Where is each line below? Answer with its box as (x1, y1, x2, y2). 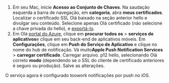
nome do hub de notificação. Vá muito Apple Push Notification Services (12, 47, 163, 52)
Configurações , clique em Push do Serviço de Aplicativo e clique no (12, 41, 157, 47)
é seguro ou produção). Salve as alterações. (12, 62, 105, 68)
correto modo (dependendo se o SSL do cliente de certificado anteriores (12, 57, 164, 63)
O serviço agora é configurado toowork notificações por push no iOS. (5, 72, 150, 78)
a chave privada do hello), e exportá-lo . (12, 25, 95, 31)
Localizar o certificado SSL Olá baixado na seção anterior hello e (12, 15, 147, 20)
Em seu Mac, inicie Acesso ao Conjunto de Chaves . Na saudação (12, 4, 150, 10)
